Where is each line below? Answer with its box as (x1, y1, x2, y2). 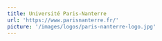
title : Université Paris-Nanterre (7, 10, 107, 17)
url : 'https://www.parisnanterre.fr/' (7, 17, 119, 24)
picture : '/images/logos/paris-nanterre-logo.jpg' (7, 23, 156, 30)
